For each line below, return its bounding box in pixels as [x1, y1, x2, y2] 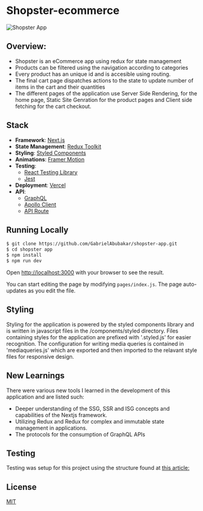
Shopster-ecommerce [6, 4, 120, 18]
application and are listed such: [6, 393, 85, 401]
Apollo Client [24, 201, 56, 208]
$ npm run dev [6, 258, 42, 264]
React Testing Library [24, 168, 78, 176]
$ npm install [6, 252, 42, 259]
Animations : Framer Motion [15, 155, 85, 163]
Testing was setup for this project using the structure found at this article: [6, 464, 190, 472]
